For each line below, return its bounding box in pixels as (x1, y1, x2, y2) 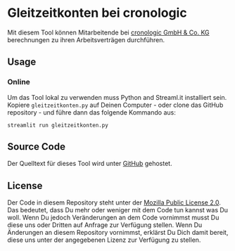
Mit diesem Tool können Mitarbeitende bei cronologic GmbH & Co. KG (7, 28, 210, 37)
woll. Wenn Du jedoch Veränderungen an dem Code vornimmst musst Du (7, 213, 220, 222)
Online (7, 77, 30, 87)
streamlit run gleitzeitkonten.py (7, 122, 109, 129)
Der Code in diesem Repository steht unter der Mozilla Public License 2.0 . (7, 198, 222, 207)
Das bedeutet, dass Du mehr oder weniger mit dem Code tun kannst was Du (7, 206, 229, 214)
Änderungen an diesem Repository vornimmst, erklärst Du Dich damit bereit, (7, 229, 229, 237)
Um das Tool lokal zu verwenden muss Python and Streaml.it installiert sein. (7, 93, 227, 101)
